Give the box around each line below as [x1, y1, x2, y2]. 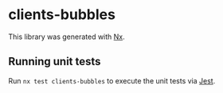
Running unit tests [8, 55, 101, 68]
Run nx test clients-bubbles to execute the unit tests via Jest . [8, 76, 216, 85]
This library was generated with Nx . [8, 32, 125, 41]
